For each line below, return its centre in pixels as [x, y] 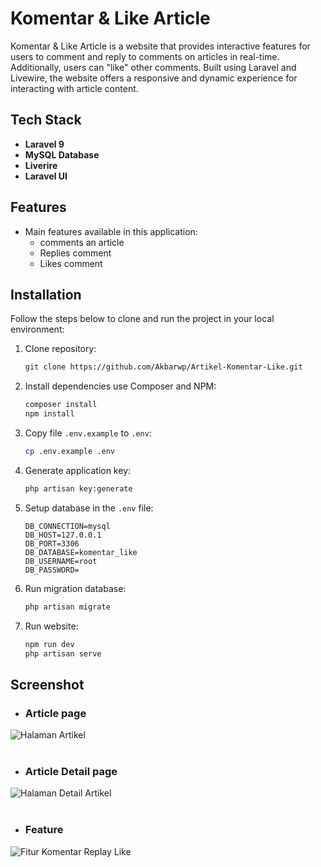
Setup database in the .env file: [89, 508]
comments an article [82, 242]
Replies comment [75, 253]
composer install [61, 405]
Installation [46, 294]
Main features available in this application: [111, 231]
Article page [55, 713]
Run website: [51, 626]
